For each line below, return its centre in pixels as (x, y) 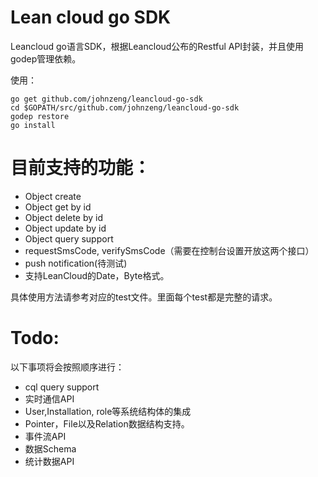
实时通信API (49, 398)
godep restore (40, 116)
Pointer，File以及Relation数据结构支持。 (107, 423)
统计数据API (49, 461)
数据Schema (50, 448)
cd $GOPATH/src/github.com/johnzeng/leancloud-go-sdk (125, 107)
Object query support (69, 238)
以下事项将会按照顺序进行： (67, 367)
